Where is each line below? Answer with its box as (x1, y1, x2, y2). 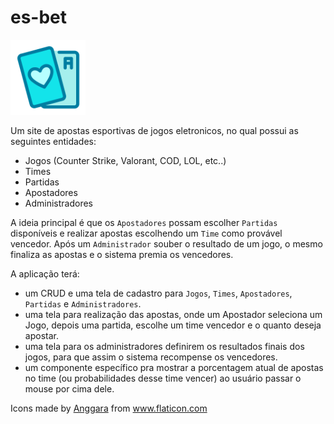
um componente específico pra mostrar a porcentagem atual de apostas (24, 361, 324, 373)
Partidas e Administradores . (24, 297, 142, 310)
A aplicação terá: (10, 267, 80, 280)
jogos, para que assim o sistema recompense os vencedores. (24, 351, 278, 363)
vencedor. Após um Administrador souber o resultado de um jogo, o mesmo (10, 237, 323, 250)
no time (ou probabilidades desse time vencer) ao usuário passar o (24, 372, 302, 384)
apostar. (24, 329, 59, 341)
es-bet (10, 6, 68, 29)
